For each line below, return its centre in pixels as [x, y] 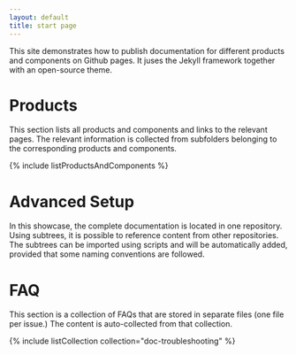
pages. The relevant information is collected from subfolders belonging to [143, 139]
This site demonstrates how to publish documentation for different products [147, 50]
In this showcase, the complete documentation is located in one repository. [146, 226]
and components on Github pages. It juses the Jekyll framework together [142, 60]
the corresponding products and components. [93, 149]
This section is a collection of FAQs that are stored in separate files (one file [147, 314]
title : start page [43, 26]
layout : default [39, 17]
